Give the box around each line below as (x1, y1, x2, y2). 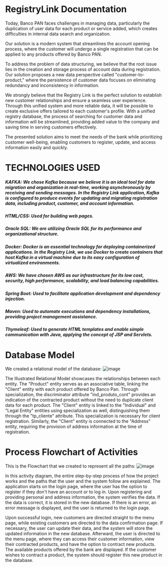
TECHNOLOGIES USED (5, 162, 100, 174)
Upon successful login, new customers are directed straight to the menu (5, 515, 154, 521)
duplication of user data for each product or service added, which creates (5, 25, 157, 31)
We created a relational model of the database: (5, 366, 101, 372)
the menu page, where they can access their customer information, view (5, 536, 155, 542)
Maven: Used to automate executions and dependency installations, (5, 308, 151, 314)
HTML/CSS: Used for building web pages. (5, 213, 94, 219)
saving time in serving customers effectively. (5, 124, 97, 130)
